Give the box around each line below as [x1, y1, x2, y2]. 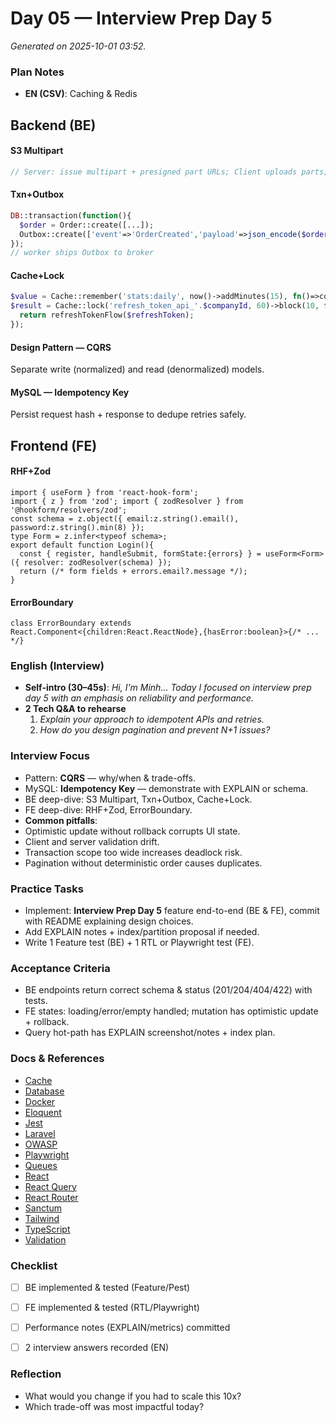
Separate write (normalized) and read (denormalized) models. [10, 363, 265, 376]
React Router [24, 1191, 79, 1203]
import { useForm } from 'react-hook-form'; [10, 487, 199, 497]
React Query [24, 1180, 77, 1192]
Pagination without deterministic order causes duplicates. [24, 857, 263, 869]
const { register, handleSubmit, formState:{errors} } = [19, 548, 262, 559]
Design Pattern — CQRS [10, 341, 112, 353]
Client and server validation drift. [24, 835, 160, 847]
